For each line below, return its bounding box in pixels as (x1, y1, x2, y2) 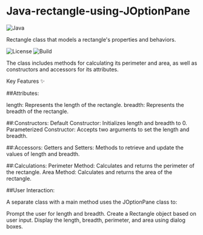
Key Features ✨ (6, 77, 45, 85)
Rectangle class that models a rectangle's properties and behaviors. (6, 36, 176, 43)
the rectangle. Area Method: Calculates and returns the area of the (6, 168, 173, 176)
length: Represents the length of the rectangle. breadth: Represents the (6, 101, 185, 108)
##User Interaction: (6, 186, 55, 194)
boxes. (6, 222, 23, 230)
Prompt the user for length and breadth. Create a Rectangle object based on (6, 210, 197, 217)
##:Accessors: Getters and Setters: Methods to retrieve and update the (6, 144, 184, 151)
